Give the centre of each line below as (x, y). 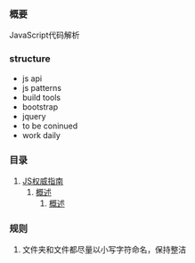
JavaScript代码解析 (45, 35)
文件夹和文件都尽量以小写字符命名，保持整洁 (104, 250)
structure (30, 59)
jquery (34, 116)
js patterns (42, 87)
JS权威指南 (43, 181)
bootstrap (40, 107)
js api (32, 78)
